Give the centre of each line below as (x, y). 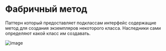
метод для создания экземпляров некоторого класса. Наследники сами (83, 28)
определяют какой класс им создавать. (48, 33)
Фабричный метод (46, 9)
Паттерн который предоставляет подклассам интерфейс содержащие (81, 23)
